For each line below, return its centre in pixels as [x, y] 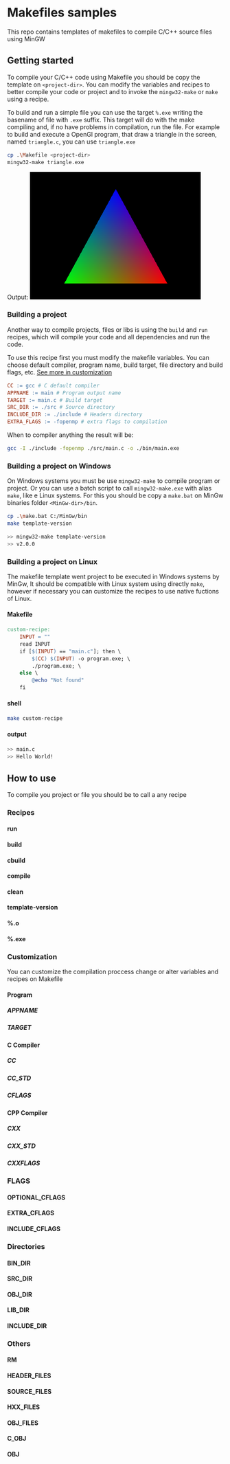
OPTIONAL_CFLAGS [36, 1197]
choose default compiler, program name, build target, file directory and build [115, 365]
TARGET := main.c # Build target [55, 400]
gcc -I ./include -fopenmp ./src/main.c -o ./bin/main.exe [93, 449]
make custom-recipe [35, 719]
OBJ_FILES [23, 1423]
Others [19, 1343]
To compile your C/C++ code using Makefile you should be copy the [104, 77]
